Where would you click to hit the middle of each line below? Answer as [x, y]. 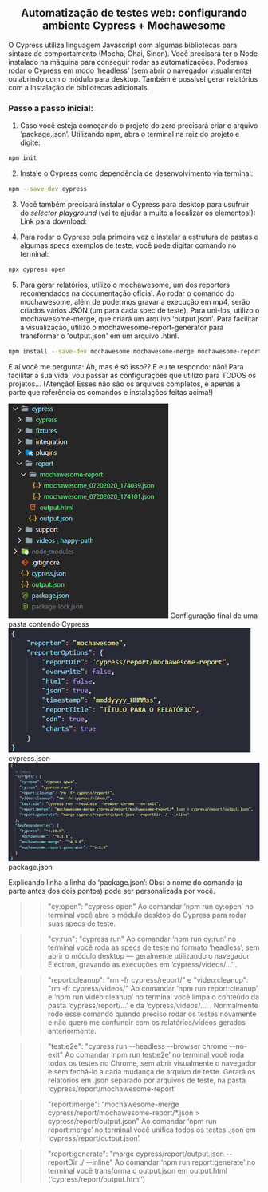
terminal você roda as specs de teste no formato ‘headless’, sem [154, 947]
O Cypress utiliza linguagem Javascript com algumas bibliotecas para [123, 45]
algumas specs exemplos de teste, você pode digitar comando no [128, 245]
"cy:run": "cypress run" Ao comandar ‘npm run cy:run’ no [142, 939]
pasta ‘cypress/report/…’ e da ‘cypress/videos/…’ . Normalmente [153, 1006]
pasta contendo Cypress [49, 624]
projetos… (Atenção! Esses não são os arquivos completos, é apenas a [124, 384]
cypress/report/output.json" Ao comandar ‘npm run [132, 1122]
